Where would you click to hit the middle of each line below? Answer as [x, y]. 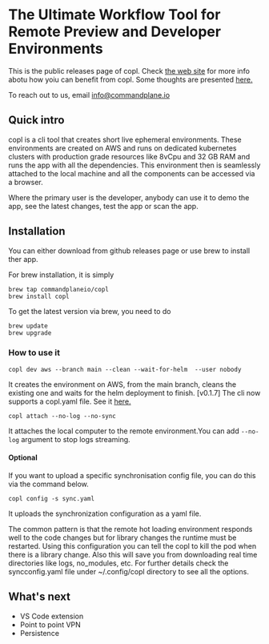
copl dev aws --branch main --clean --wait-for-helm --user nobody [125, 369]
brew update [28, 326]
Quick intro [36, 121]
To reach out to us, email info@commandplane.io [89, 95]
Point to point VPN [50, 624]
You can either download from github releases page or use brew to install [129, 251]
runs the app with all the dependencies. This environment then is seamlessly [134, 165]
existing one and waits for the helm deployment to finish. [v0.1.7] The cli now [134, 392]
